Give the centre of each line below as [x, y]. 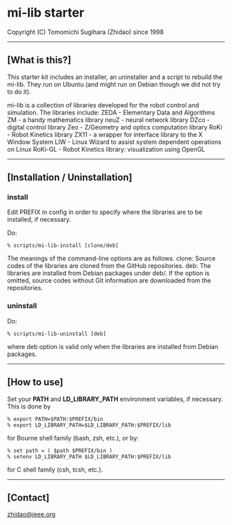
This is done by [29, 406]
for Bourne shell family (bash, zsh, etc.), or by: [73, 438]
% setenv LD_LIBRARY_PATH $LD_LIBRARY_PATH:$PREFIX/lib [89, 456]
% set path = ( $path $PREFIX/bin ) [60, 451]
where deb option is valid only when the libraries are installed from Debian [113, 346]
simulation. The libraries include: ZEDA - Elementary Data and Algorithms [111, 112]
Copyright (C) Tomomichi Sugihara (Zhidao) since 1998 [86, 32]
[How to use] [35, 382]
